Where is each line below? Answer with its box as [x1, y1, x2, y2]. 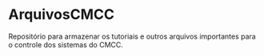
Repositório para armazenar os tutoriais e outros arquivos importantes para [8, 32, 256, 41]
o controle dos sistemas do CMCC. [8, 39, 124, 49]
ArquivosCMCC [8, 6, 114, 24]
